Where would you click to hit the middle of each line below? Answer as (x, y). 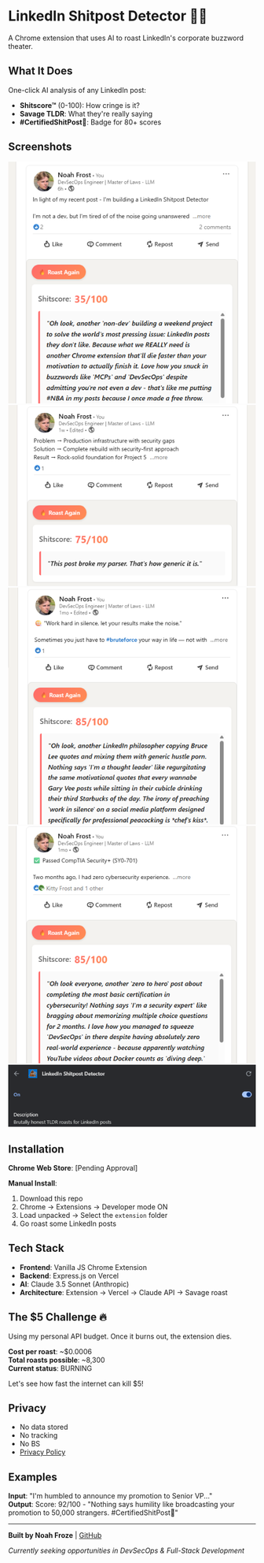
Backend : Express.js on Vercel (69, 1275)
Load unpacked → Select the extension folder (93, 1216)
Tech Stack (36, 1248)
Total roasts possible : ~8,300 (57, 1360)
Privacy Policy (42, 1452)
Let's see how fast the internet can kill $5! (76, 1383)
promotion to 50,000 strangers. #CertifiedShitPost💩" (93, 1513)
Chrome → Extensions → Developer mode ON (93, 1207)
